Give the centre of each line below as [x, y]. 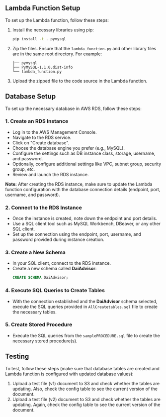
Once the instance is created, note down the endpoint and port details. [85, 218]
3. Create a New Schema [36, 252]
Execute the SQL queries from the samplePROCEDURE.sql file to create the [86, 335]
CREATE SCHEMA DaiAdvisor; [40, 278]
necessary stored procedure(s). [45, 341]
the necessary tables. [35, 312]
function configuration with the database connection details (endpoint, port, [83, 189]
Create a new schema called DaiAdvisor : [54, 269]
